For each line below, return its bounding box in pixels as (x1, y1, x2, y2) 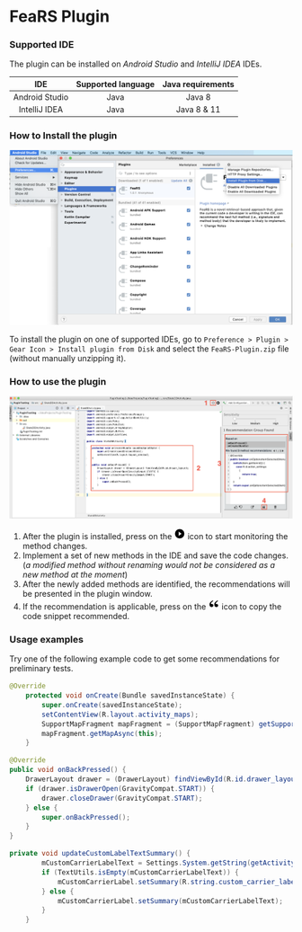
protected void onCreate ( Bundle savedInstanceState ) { (25, 691, 235, 700)
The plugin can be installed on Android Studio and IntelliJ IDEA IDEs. (9, 58, 262, 69)
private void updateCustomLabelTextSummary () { (9, 849, 191, 858)
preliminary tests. (9, 663, 74, 674)
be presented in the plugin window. (22, 588, 153, 599)
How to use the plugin (9, 375, 107, 387)
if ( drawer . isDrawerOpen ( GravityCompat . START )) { (25, 784, 216, 793)
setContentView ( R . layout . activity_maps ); (41, 710, 200, 719)
